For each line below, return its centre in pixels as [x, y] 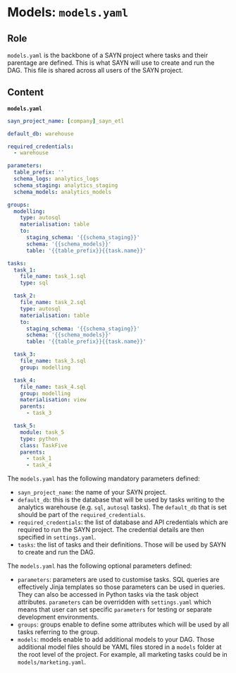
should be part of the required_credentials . [81, 515]
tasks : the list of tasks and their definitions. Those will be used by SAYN [122, 545]
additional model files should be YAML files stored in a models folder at [119, 647]
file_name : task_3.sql [53, 361]
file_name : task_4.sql [53, 387]
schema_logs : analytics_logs [56, 179]
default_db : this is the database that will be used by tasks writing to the [121, 500]
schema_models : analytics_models [63, 192]
